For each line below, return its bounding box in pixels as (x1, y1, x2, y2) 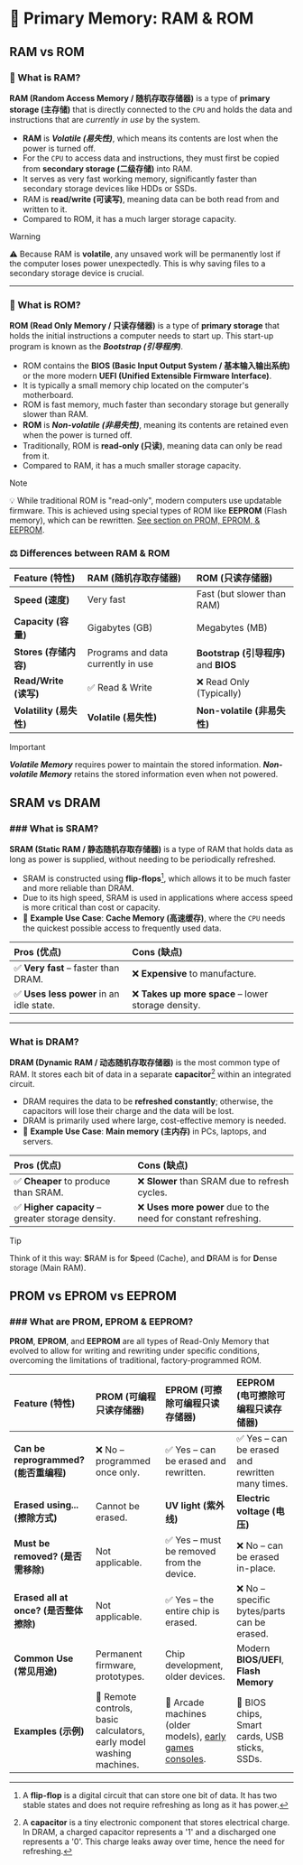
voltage (236, 1505, 271, 1517)
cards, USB (236, 1730, 284, 1743)
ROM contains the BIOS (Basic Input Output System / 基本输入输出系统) (22, 360, 290, 371)
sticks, (236, 1741, 264, 1754)
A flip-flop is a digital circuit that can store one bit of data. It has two (22, 1790, 278, 1801)
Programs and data (87, 646, 169, 659)
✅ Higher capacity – (14, 1201, 102, 1213)
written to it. (22, 203, 68, 215)
